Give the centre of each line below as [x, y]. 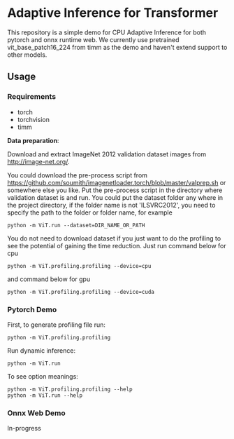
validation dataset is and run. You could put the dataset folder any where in [115, 197]
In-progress [24, 428]
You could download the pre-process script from [78, 175]
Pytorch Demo [32, 309]
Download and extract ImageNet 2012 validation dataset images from [107, 154]
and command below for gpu [49, 279]
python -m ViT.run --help [45, 395]
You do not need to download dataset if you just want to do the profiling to [114, 238]
